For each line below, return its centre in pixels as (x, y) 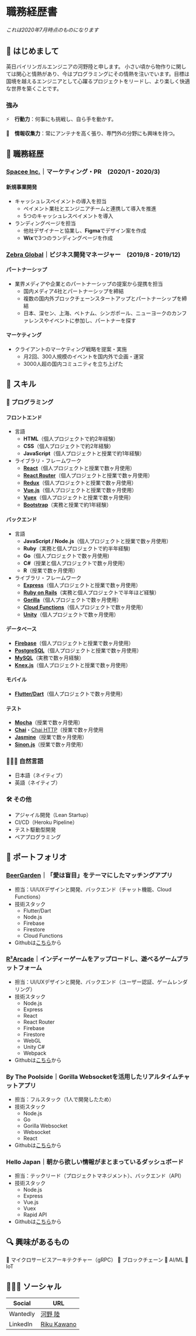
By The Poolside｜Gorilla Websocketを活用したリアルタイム (92, 1076)
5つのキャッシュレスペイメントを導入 (68, 216)
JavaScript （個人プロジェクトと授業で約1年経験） (84, 453)
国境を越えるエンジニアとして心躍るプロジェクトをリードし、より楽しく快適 (98, 81)
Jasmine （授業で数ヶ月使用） (51, 737)
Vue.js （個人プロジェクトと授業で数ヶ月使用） (80, 490)
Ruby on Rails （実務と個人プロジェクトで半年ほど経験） (91, 592)
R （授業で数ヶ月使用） (51, 570)
